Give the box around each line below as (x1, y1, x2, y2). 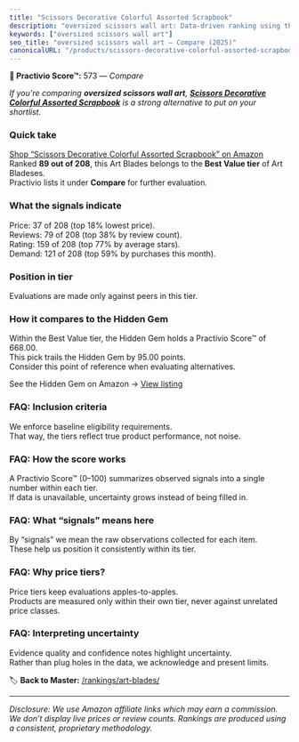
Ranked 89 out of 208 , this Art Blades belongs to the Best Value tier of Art (9, 158, 283, 169)
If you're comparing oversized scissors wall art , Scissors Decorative (9, 88, 267, 99)
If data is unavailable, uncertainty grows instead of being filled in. (9, 491, 248, 503)
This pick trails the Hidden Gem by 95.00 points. (9, 352, 187, 363)
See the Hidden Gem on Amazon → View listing (9, 379, 183, 390)
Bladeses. (9, 168, 46, 179)
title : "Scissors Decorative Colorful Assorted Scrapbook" (9, 12, 233, 22)
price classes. (9, 605, 61, 616)
